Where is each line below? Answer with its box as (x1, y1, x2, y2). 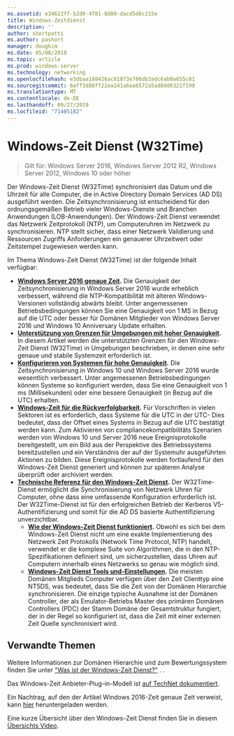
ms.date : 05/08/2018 (7, 50, 68, 57)
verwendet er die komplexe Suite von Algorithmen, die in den (27, 545, 204, 553)
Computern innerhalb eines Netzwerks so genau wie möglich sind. (27, 559, 220, 568)
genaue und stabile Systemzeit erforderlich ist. (17, 351, 152, 360)
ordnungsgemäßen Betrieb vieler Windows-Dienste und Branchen (7, 205, 197, 213)
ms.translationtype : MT (7, 88, 77, 95)
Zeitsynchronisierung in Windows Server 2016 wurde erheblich (17, 284, 199, 292)
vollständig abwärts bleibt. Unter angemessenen (47, 299, 188, 307)
